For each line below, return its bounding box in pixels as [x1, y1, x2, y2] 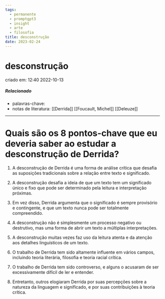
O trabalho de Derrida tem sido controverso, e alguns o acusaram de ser [12, 264, 159, 270]
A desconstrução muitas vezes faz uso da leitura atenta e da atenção [12, 234, 152, 240]
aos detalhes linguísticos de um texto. [12, 239, 89, 245]
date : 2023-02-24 [5, 39, 41, 44]
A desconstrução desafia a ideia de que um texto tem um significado [12, 179, 152, 185]
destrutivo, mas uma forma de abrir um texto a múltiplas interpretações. [12, 225, 158, 231]
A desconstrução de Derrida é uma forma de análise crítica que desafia [12, 165, 157, 170]
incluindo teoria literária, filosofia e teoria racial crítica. [12, 254, 123, 260]
